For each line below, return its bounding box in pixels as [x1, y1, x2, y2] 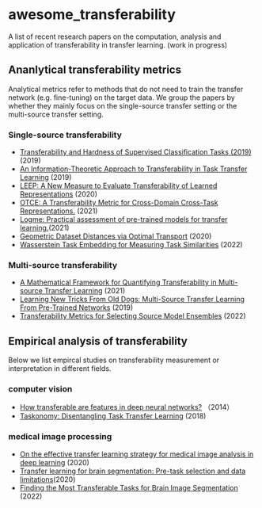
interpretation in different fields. [8, 364, 112, 373]
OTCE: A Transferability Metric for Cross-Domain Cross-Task [19, 198, 218, 208]
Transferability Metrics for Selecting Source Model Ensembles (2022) [19, 311, 247, 321]
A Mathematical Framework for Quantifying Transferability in [19, 277, 218, 287]
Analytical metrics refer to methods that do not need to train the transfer [8, 84, 244, 94]
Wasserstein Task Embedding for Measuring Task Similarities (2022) [19, 240, 243, 250]
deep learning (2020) [19, 457, 89, 467]
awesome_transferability [8, 6, 177, 24]
